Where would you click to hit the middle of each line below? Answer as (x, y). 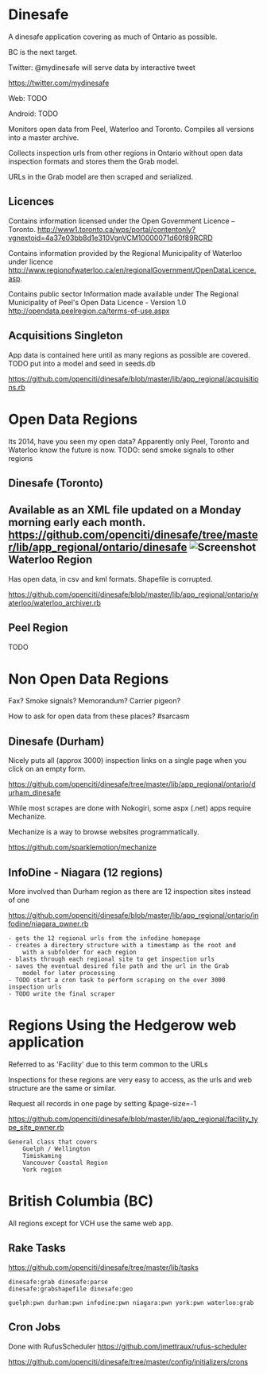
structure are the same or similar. (62, 1088)
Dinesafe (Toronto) (56, 483)
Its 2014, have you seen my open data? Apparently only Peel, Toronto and (129, 441)
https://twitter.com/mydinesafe (59, 83)
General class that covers (53, 1142)
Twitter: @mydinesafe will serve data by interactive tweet (102, 67)
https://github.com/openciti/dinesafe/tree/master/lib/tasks (103, 1267)
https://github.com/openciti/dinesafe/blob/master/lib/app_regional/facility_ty (133, 1119)
